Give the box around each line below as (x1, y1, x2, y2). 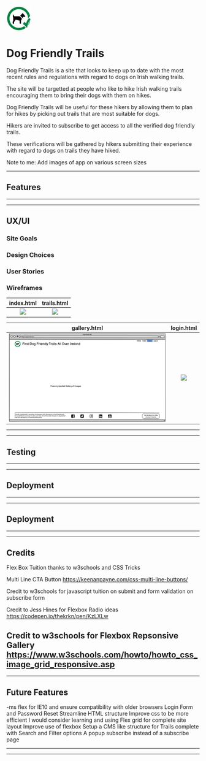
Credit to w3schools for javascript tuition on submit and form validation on (6, 587, 194, 595)
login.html (170, 324, 197, 331)
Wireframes (6, 283, 43, 292)
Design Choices (6, 250, 55, 259)
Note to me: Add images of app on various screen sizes (6, 158, 147, 166)
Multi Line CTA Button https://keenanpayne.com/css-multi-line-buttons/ (6, 576, 188, 583)
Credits (6, 548, 36, 558)
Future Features (6, 687, 69, 697)
